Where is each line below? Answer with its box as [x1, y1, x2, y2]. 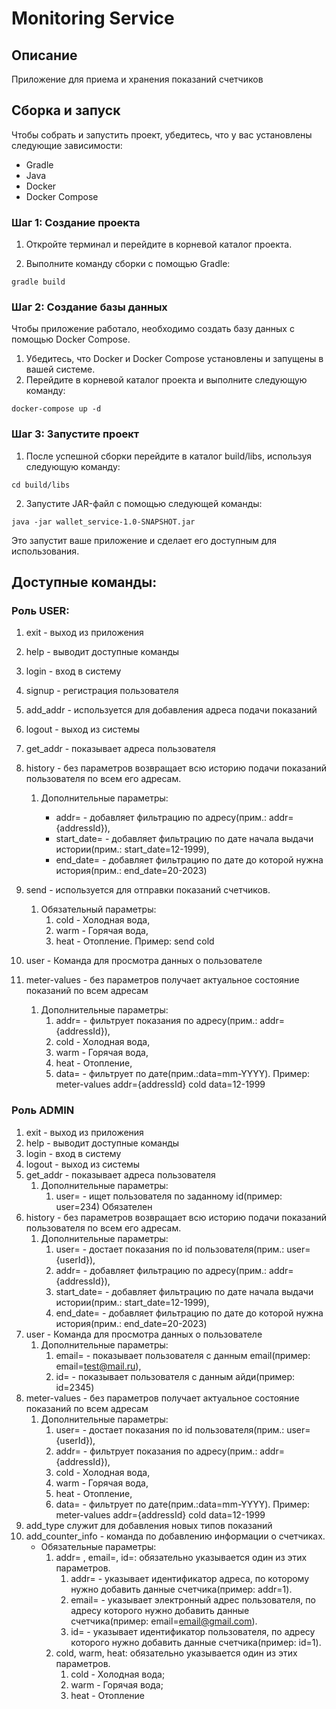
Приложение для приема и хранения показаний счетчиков [11, 73, 264, 85]
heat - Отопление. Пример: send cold [55, 935, 215, 947]
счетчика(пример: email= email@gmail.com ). [70, 1615, 258, 1627]
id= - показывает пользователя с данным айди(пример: [55, 1370, 296, 1382]
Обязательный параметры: [40, 903, 157, 916]
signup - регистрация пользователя [25, 685, 179, 697]
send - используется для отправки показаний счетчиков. [25, 884, 271, 896]
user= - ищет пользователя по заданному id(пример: [55, 1190, 283, 1202]
